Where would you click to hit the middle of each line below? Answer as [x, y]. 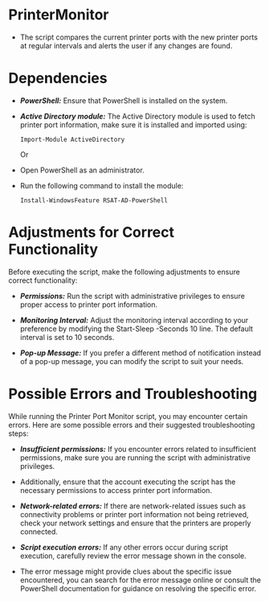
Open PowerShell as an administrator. [82, 170]
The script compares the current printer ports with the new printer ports [139, 37]
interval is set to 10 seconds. [67, 337]
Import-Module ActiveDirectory [72, 139]
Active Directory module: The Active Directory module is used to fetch [137, 116]
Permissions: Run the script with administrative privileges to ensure [132, 296]
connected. [39, 531]
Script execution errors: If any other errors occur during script [124, 547]
